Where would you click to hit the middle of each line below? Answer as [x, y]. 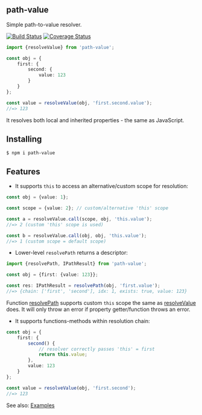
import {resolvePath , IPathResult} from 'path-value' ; [77, 264]
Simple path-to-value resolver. [44, 24]
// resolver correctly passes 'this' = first [96, 349]
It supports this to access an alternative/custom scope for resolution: [102, 186]
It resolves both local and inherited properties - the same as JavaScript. [95, 120]
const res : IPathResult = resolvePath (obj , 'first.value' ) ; [84, 286]
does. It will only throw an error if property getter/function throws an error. [99, 309]
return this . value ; [63, 355]
